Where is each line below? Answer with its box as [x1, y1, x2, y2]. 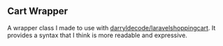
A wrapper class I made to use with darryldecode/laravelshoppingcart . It [7, 23, 216, 32]
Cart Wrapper [7, 5, 69, 17]
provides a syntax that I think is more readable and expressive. [7, 31, 187, 39]
